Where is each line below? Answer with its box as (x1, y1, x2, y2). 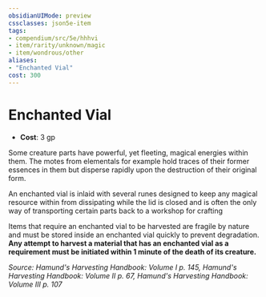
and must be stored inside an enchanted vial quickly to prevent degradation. (8, 230, 260, 239)
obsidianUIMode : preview (8, 11, 91, 20)
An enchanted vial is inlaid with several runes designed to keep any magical (8, 189, 258, 199)
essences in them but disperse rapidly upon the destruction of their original (8, 165, 257, 175)
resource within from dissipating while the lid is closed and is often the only (8, 197, 257, 207)
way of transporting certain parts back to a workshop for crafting (8, 206, 223, 215)
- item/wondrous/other (8, 49, 84, 57)
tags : (8, 26, 26, 34)
